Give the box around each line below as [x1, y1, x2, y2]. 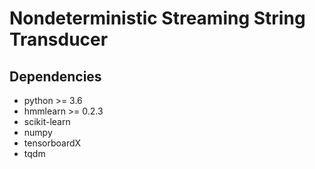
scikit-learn [23, 116, 71, 127]
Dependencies [9, 68, 102, 85]
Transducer [9, 28, 109, 51]
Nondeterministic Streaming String [9, 7, 306, 30]
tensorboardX [23, 137, 82, 149]
